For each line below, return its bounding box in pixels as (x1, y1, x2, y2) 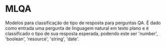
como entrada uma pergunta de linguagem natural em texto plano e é (5, 25, 149, 31)
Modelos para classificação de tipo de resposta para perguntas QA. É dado (5, 20, 161, 26)
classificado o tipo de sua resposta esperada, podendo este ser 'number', (5, 30, 158, 36)
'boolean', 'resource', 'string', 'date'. (5, 36, 79, 42)
